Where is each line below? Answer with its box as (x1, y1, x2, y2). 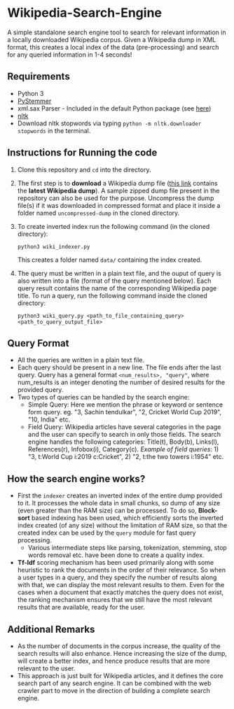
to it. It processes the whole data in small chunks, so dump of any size (17, 499, 221, 507)
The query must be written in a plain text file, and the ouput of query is (17, 269, 222, 277)
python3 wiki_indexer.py (17, 243, 90, 250)
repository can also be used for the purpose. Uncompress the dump (17, 194, 214, 202)
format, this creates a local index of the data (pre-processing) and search (7, 43, 219, 51)
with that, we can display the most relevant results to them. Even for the (17, 581, 225, 589)
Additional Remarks (7, 623, 95, 635)
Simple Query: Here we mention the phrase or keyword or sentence (27, 400, 223, 409)
